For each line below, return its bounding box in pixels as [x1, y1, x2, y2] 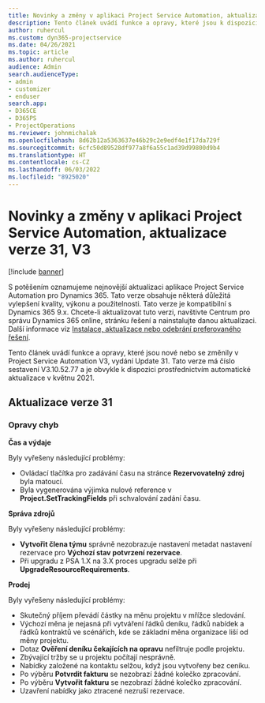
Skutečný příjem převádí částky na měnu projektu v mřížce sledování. [19, 610, 246, 620]
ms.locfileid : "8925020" [8, 173, 90, 182]
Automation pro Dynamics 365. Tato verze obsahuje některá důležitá [8, 290, 231, 300]
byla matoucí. [19, 476, 64, 486]
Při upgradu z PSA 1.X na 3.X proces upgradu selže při [19, 556, 197, 566]
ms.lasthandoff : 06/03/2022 [8, 166, 101, 174]
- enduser [8, 92, 41, 100]
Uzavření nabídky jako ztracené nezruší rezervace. [19, 686, 185, 695]
